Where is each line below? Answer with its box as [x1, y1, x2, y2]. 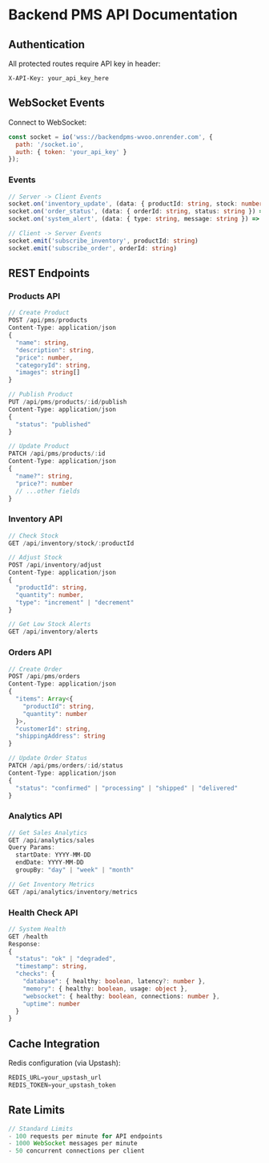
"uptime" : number [22, 999, 81, 1008]
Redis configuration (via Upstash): [8, 1058, 121, 1068]
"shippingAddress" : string [15, 732, 106, 740]
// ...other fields [15, 487, 81, 495]
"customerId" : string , [15, 725, 91, 733]
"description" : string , [15, 346, 94, 354]
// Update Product [8, 442, 70, 450]
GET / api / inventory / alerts [8, 628, 98, 636]
